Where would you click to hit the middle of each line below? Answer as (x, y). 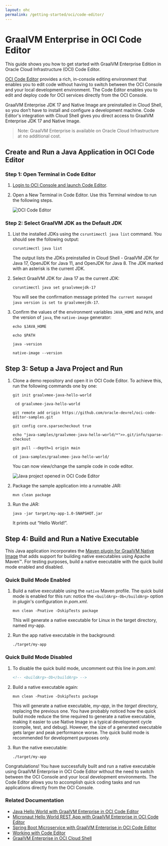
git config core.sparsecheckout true (52, 426)
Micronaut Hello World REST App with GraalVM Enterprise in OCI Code (86, 817)
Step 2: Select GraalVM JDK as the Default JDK (64, 223)
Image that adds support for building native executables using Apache (78, 556)
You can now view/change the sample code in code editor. (73, 466)
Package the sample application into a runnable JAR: (67, 486)
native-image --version (37, 353)
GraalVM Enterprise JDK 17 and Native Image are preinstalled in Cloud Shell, (84, 105)
